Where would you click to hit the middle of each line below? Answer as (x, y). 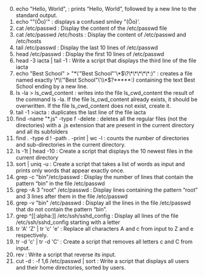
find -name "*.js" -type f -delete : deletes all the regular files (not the (101, 119)
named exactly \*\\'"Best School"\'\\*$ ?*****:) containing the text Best (105, 80)
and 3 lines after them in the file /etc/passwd (72, 196)
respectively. (32, 235)
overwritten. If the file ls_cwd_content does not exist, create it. (93, 106)
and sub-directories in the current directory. (71, 145)
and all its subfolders (42, 131)
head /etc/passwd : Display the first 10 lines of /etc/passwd (90, 54)
